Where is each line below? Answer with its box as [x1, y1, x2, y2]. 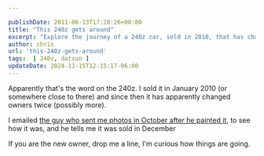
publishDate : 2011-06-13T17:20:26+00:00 [8, 18, 143, 26]
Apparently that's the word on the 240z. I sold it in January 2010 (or [8, 83, 228, 93]
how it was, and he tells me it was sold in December [8, 123, 177, 133]
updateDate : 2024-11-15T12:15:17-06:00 [8, 62, 139, 71]
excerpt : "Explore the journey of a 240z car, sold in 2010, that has [8, 33, 244, 41]
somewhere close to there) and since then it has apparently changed [8, 92, 231, 101]
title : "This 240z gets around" [8, 25, 114, 34]
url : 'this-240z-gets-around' [8, 48, 108, 56]
